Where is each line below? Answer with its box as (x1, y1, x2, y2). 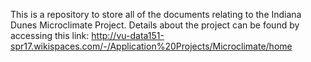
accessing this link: (10, 30, 90, 41)
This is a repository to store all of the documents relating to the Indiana (10, 9, 302, 20)
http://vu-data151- (91, 30, 165, 41)
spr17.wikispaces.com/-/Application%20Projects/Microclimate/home (10, 40, 293, 52)
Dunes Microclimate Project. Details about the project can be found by (10, 19, 300, 31)
